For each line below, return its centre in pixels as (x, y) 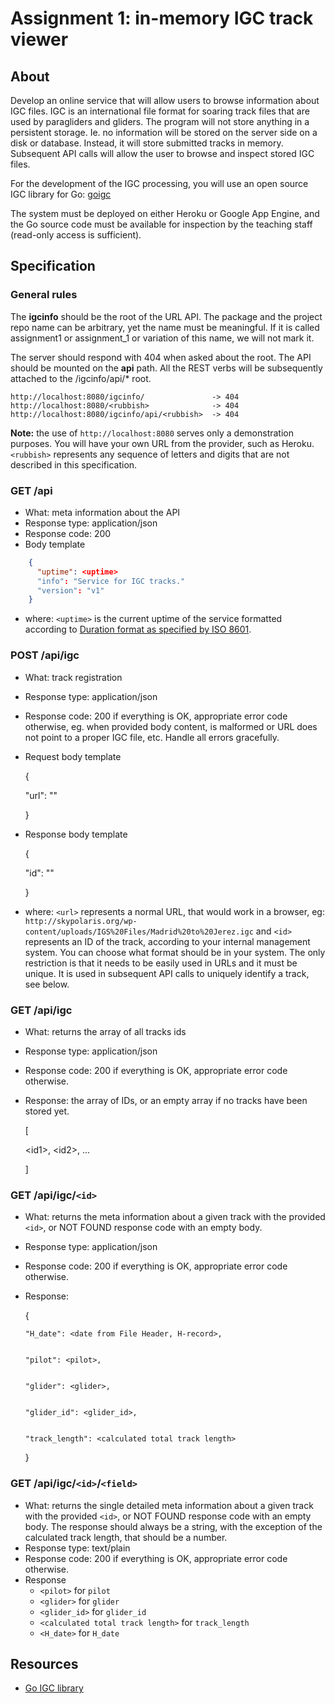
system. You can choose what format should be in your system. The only (175, 952)
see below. (47, 984)
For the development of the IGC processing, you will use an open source (159, 183)
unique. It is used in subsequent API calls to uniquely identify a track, (167, 973)
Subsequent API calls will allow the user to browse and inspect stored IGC (162, 153)
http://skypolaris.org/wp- (81, 921)
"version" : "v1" (70, 590)
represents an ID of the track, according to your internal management (167, 941)
